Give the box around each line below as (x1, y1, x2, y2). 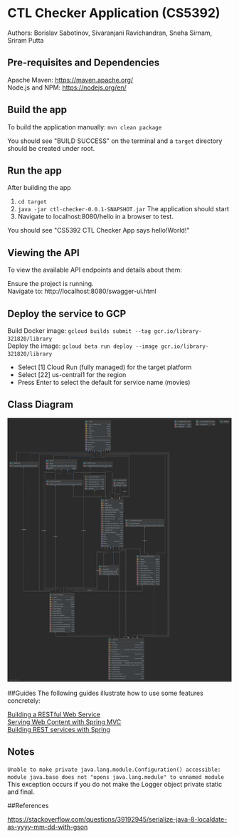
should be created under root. (7, 144, 95, 152)
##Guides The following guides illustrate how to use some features (7, 689, 204, 698)
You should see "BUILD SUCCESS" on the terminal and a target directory (7, 137, 223, 145)
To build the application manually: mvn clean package (7, 122, 162, 131)
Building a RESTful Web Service (7, 710, 101, 719)
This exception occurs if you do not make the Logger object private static (7, 780, 223, 788)
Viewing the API (7, 247, 80, 259)
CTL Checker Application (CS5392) (7, 5, 221, 21)
